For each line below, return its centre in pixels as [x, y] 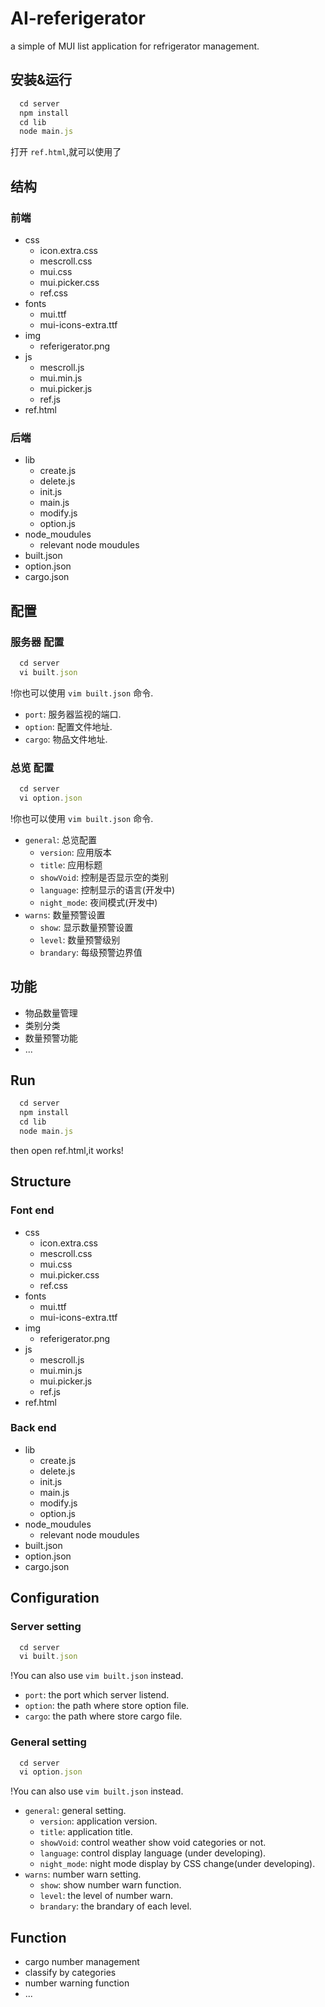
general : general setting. [75, 1811]
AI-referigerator [78, 18]
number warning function [77, 1983]
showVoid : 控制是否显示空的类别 [104, 877]
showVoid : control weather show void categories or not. [153, 1843]
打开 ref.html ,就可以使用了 [66, 152]
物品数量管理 [51, 1013]
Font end [32, 1210]
